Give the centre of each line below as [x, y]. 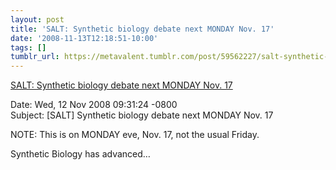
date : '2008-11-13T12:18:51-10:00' [84, 38]
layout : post [37, 19]
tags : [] [28, 47]
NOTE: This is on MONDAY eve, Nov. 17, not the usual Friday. [135, 135]
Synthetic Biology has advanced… [80, 154]
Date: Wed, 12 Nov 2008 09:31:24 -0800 [94, 105]
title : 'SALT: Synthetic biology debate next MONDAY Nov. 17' [142, 29]
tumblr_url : [35, 57]
